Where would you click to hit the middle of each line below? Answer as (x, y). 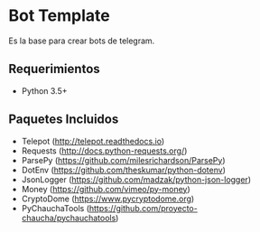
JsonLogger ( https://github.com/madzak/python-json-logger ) (136, 179)
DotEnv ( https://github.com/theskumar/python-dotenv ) (124, 170)
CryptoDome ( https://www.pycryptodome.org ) (108, 199)
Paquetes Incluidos (64, 120)
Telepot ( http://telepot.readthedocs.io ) (93, 141)
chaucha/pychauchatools (69, 218)
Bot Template (59, 16)
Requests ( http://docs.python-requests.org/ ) (104, 151)
